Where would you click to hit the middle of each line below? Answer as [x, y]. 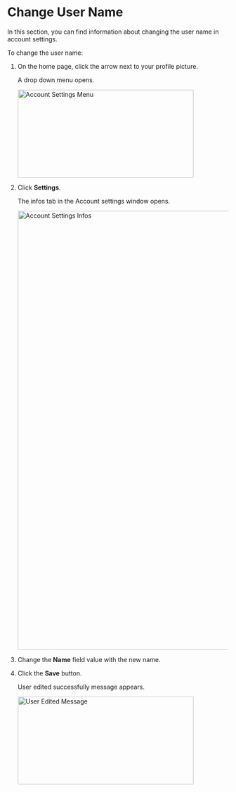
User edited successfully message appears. [81, 687]
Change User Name [65, 12]
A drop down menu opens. [56, 80]
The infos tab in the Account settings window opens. [94, 201]
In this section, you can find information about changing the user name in [113, 32]
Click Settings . [39, 187]
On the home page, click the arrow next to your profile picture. [108, 66]
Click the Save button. [50, 673]
